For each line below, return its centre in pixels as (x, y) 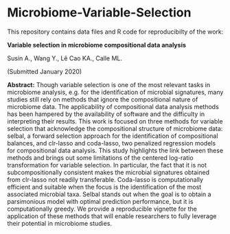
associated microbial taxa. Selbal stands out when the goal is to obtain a (109, 194)
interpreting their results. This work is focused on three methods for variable (115, 121)
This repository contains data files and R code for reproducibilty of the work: (115, 32)
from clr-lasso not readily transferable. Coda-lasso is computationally (105, 179)
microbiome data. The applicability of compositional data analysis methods (113, 106)
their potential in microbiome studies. (59, 223)
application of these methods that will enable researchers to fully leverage (112, 216)
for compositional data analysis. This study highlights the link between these (115, 150)
